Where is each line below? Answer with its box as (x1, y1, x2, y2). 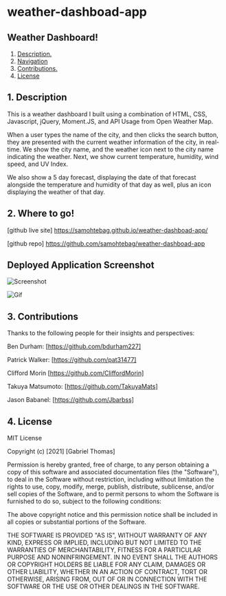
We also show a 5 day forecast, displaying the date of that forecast (7, 173, 196, 181)
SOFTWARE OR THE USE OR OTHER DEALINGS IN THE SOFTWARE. (7, 582, 200, 590)
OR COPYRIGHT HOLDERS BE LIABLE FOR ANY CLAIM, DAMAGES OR (7, 560, 206, 568)
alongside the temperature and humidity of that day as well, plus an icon (7, 180, 212, 189)
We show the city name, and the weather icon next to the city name (23, 145, 214, 153)
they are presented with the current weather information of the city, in (7, 138, 205, 146)
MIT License (7, 434, 43, 443)
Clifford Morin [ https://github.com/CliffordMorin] (7, 369, 144, 377)
